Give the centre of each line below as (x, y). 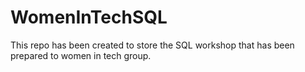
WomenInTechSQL (89, 17)
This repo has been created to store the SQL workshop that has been (152, 45)
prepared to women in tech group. (81, 55)
